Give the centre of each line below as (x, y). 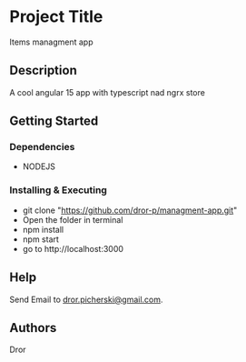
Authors (33, 328)
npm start (40, 239)
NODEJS (39, 166)
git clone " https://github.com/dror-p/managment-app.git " (130, 210)
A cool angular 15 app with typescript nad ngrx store (108, 92)
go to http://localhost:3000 (73, 248)
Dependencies (42, 147)
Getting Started (54, 121)
